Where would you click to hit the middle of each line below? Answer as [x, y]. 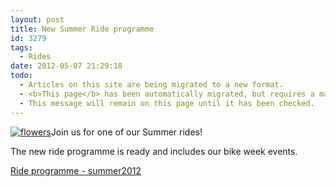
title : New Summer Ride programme [82, 29]
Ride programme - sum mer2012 [76, 170]
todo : [21, 76]
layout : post [37, 19]
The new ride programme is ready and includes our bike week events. [154, 151]
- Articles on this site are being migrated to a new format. [151, 85]
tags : [21, 47]
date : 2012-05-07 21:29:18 [66, 66]
